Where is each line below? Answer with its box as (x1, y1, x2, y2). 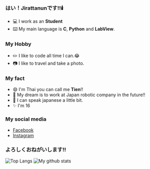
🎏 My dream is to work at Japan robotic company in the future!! (12, 92, 146, 98)
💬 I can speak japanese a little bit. (12, 97, 83, 103)
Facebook (12, 127, 34, 133)
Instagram (12, 132, 34, 138)
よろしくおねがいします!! (5, 146, 67, 153)
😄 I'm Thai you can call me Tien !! (12, 86, 83, 92)
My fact (5, 75, 25, 82)
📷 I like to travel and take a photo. (12, 60, 84, 66)
